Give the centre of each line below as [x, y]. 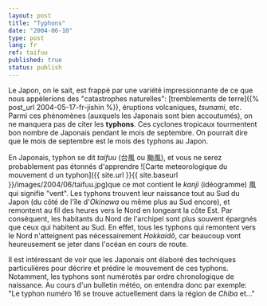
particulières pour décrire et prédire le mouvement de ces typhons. [118, 268]
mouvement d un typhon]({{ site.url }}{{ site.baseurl [93, 175]
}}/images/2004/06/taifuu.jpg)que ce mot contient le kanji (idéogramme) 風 [132, 184]
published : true [35, 61]
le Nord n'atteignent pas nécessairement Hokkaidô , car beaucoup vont [125, 235]
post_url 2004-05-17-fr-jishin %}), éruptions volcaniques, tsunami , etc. [125, 107]
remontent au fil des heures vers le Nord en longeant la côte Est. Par [120, 210]
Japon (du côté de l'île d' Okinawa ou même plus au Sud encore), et [119, 202]
